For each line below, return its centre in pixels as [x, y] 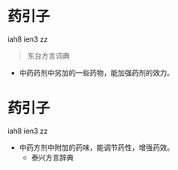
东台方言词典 [48, 55]
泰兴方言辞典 [52, 157]
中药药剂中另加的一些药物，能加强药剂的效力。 [96, 72]
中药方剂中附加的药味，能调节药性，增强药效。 [96, 147]
